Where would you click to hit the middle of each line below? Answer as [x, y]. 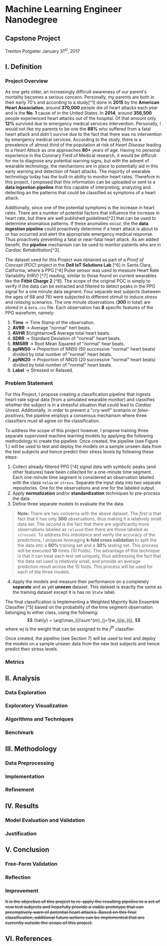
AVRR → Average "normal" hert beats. [52, 328]
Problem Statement [29, 383]
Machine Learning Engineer [64, 9]
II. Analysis [23, 678]
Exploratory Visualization [37, 706]
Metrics [15, 662]
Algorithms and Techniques [39, 719]
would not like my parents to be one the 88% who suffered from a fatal [78, 129]
